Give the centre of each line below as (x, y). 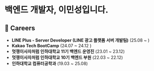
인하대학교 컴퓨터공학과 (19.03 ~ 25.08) (50, 64)
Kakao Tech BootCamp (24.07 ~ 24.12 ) (51, 46)
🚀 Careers (20, 28)
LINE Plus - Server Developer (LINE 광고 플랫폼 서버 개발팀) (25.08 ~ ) (80, 40)
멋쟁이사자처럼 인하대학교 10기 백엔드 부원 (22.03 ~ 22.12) (67, 57)
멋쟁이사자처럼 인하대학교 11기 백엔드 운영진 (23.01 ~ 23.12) (68, 51)
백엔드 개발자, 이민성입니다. (57, 10)
